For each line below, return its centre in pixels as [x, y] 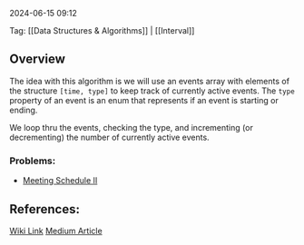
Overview [38, 59]
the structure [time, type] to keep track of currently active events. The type [152, 91]
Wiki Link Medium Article [56, 230]
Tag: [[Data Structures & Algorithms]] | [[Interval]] [102, 30]
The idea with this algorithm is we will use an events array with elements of [150, 81]
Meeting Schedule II [60, 181]
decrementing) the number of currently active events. [110, 137]
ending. [24, 110]
